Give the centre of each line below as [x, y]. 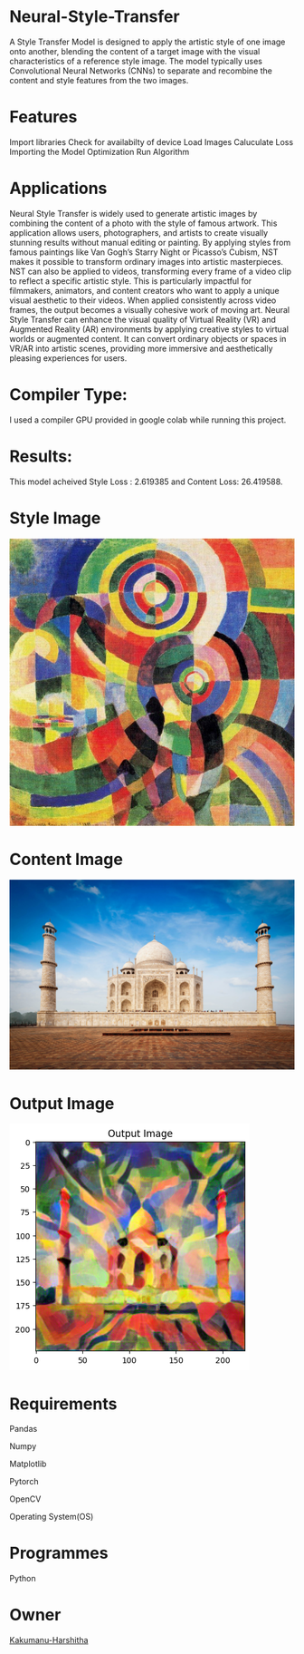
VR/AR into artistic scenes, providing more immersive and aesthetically [141, 348]
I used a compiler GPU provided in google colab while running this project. [148, 420]
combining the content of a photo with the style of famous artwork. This [143, 223]
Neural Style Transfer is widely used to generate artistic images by [133, 213]
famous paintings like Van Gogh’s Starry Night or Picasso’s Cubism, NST [144, 252]
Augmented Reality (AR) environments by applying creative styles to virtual [149, 329]
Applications [58, 189]
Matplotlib [28, 1464]
